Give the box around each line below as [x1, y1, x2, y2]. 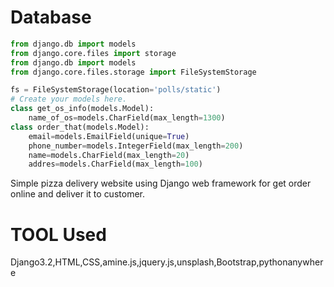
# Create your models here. [10, 94, 128, 105]
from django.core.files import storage [10, 48, 177, 58]
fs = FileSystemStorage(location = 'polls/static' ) [10, 85, 222, 95]
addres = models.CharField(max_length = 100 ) [28, 159, 203, 170]
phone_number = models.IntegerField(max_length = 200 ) [28, 141, 244, 151]
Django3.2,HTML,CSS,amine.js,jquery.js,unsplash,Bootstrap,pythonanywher [10, 256, 324, 268]
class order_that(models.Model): [10, 122, 150, 132]
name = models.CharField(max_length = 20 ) [28, 150, 190, 160]
